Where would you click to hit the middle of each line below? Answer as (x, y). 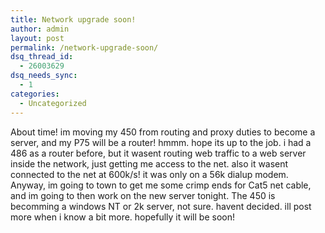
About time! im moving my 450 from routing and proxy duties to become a (163, 132)
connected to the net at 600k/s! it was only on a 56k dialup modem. (149, 174)
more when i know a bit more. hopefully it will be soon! (122, 217)
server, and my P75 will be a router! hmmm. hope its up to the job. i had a (161, 142)
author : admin (40, 29)
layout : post (37, 38)
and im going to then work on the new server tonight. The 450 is (143, 195)
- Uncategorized (53, 103)
